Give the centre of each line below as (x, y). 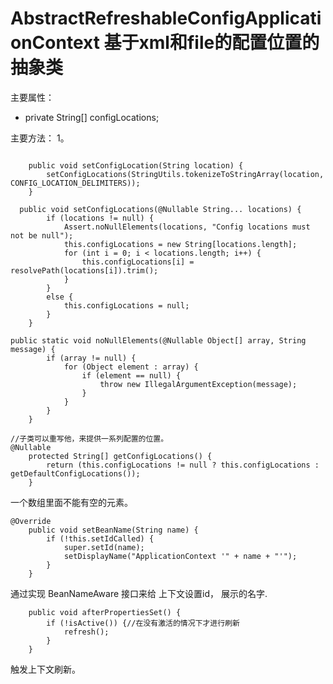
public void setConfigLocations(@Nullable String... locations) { (160, 209)
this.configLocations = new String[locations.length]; (180, 244)
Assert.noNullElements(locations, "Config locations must (187, 227)
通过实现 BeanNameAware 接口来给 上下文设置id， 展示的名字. (139, 593)
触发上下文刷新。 (45, 669)
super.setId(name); (104, 547)
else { (60, 297)
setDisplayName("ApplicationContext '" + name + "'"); (180, 556)
